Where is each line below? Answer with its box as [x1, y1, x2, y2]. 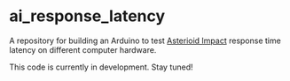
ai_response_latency [9, 6, 166, 26]
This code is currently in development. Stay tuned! [9, 62, 193, 72]
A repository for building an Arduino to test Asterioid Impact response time [9, 35, 281, 46]
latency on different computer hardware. [9, 44, 157, 55]
